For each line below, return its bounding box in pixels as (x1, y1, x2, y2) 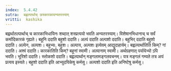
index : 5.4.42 (5, 7, 38, 13)
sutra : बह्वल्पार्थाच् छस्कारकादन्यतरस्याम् (5, 12, 69, 17)
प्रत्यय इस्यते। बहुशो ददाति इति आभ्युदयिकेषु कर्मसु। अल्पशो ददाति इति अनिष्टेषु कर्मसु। (5, 59, 144, 65)
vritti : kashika (5, 17, 42, 22)
